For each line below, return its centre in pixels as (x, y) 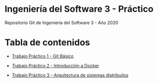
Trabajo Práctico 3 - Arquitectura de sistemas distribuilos (70, 75)
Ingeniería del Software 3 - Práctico (79, 9)
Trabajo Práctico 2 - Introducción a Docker (55, 65)
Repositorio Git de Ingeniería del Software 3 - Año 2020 (61, 23)
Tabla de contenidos (47, 42)
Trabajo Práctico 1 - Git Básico (43, 56)
